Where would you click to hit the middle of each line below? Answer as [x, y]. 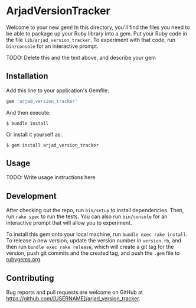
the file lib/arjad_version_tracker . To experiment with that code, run [91, 40]
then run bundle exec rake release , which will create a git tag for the [90, 247]
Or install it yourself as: [34, 134]
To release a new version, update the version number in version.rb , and [94, 241]
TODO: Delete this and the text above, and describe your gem [81, 57]
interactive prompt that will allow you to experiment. [69, 223]
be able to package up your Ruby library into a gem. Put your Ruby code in [97, 33]
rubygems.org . [24, 260]
